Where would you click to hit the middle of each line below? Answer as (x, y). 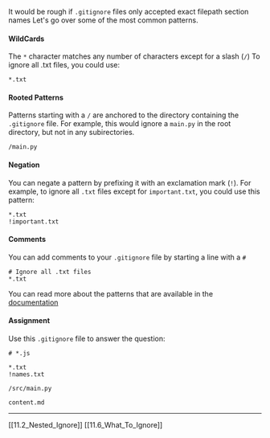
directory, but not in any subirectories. (72, 133)
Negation (24, 165)
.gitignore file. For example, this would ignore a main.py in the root (120, 124)
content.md (27, 403)
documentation (33, 302)
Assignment (29, 321)
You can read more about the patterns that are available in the (111, 293)
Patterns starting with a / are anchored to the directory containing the (124, 115)
